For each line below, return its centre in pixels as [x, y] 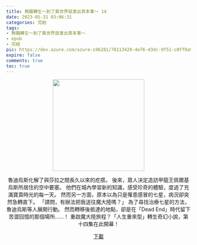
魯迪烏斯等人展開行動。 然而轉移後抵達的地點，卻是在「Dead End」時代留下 [98, 209]
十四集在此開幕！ [98, 224]
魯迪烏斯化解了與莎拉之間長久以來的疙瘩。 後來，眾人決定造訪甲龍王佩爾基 [98, 180]
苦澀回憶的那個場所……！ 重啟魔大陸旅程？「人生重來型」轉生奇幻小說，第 [98, 217]
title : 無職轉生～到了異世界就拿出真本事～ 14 [56, 11]
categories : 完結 [26, 22]
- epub [14, 39]
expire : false [23, 55]
